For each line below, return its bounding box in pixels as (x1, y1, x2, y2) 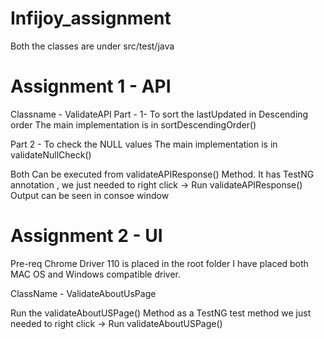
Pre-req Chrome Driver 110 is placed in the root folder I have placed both (10, 257, 309, 269)
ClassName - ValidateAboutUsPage (10, 287, 157, 299)
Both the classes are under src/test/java (10, 40, 175, 52)
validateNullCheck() (10, 148, 92, 161)
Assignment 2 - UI (10, 225, 163, 247)
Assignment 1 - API (10, 75, 172, 98)
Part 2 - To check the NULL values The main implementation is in (10, 138, 278, 150)
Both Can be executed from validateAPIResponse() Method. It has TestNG (10, 168, 315, 180)
